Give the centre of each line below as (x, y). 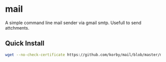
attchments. (17, 28)
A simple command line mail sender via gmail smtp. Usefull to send (73, 23)
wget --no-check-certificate (35, 55)
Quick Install (25, 44)
